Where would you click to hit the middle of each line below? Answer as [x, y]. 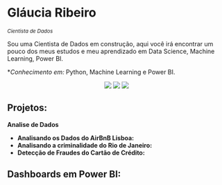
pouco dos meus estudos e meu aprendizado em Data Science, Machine [111, 51]
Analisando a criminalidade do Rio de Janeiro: [85, 145]
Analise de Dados [33, 124]
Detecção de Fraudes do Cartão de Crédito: [81, 153]
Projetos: [27, 108]
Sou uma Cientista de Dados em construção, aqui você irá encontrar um [110, 43]
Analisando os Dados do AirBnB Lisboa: [76, 138]
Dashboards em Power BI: [64, 174]
